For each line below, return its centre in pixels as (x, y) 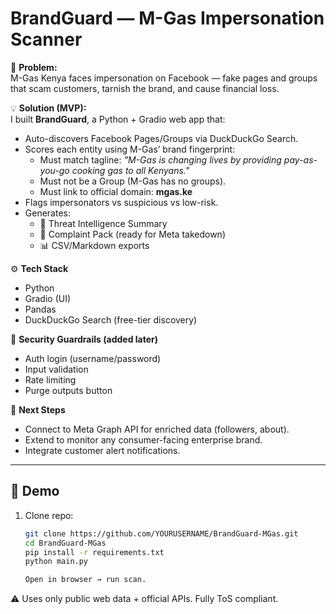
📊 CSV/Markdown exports (94, 245)
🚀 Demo (35, 491)
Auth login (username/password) (93, 358)
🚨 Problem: (34, 67)
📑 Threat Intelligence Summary (103, 223)
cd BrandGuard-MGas (65, 543)
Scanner (46, 39)
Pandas (40, 309)
